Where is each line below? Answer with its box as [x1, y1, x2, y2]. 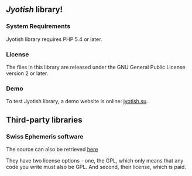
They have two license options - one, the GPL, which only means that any [6, 157, 184, 164]
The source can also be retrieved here [6, 145, 98, 153]
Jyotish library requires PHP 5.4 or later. [6, 35, 102, 43]
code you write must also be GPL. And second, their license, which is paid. [6, 163, 186, 170]
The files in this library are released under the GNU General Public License [6, 63, 186, 70]
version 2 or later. [6, 70, 49, 77]
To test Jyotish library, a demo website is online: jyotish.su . [6, 98, 148, 105]
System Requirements [6, 22, 71, 31]
